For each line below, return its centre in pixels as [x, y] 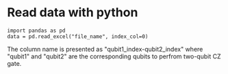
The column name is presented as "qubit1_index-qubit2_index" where [105, 49]
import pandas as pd [37, 31]
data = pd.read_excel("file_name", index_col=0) [78, 36]
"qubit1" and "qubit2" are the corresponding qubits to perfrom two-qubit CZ [114, 56]
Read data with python [73, 13]
